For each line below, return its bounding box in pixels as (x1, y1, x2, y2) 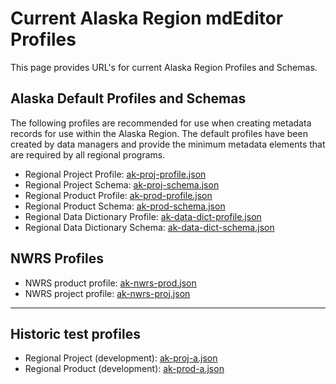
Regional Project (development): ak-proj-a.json (24, 352, 218, 364)
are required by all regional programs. (10, 148, 166, 161)
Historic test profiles (10, 325, 141, 342)
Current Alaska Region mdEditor (10, 7, 284, 30)
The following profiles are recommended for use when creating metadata (10, 117, 312, 129)
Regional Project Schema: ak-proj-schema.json (24, 178, 220, 191)
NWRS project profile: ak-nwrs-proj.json (24, 287, 191, 299)
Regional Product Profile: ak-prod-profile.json (24, 189, 213, 201)
